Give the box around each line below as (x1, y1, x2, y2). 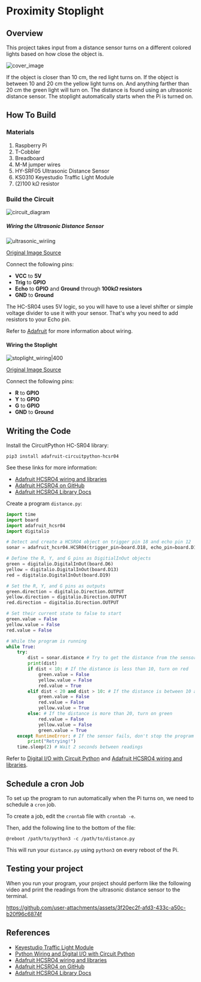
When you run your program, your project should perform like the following (6, 879, 191, 887)
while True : (6, 644, 36, 650)
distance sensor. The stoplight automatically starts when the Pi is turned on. (6, 93, 193, 100)
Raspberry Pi (14, 142, 47, 149)
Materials (6, 128, 35, 136)
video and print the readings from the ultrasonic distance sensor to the (6, 886, 181, 893)
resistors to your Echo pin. (6, 316, 71, 323)
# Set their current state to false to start (6, 611, 121, 617)
